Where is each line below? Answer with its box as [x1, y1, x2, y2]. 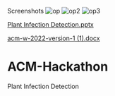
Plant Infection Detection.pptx [7, 20, 94, 28]
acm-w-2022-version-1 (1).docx [7, 34, 100, 42]
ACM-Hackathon [7, 59, 109, 75]
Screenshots [7, 7, 44, 15]
